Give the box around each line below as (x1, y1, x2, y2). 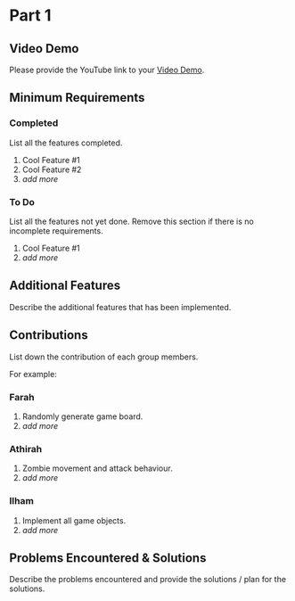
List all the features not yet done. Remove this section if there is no (9, 216, 254, 226)
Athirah (9, 442, 43, 455)
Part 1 (9, 5, 52, 26)
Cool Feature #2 (21, 164, 82, 175)
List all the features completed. (9, 137, 123, 148)
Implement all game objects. (21, 515, 127, 526)
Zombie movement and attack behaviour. (21, 463, 173, 473)
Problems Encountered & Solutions (9, 550, 207, 565)
